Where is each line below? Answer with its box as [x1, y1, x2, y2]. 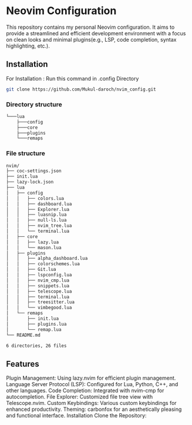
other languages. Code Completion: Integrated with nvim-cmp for [6, 387, 164, 394]
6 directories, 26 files [6, 343, 67, 349]
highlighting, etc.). [6, 42, 50, 49]
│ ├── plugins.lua [6, 321, 67, 327]
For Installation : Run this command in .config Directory [6, 75, 139, 82]
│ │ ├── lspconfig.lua [6, 272, 72, 278]
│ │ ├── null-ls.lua [6, 217, 67, 223]
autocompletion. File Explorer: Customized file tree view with [6, 393, 153, 400]
